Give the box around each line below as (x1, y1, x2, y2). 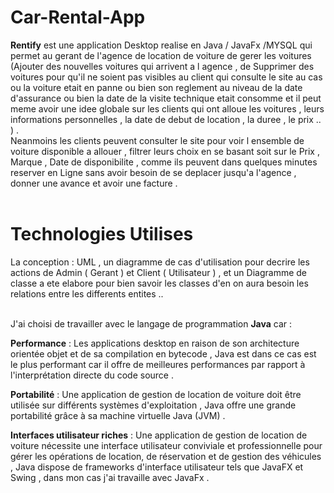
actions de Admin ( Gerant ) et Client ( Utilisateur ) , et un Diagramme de (10, 266, 308, 278)
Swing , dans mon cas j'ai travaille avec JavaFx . (10, 471, 210, 483)
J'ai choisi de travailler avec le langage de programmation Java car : (10, 317, 293, 330)
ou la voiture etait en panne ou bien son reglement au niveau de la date (10, 81, 303, 93)
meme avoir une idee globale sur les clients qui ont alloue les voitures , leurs (10, 102, 325, 115)
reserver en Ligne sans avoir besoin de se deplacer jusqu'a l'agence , (10, 166, 297, 178)
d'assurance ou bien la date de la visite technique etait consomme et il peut (10, 92, 322, 104)
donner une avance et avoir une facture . (10, 177, 178, 189)
